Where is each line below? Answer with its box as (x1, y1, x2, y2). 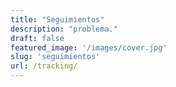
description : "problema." (10, 24, 118, 34)
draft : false (10, 33, 65, 43)
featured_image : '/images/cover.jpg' (10, 42, 168, 53)
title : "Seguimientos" (10, 14, 105, 25)
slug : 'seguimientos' (10, 52, 101, 62)
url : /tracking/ (10, 61, 78, 71)
